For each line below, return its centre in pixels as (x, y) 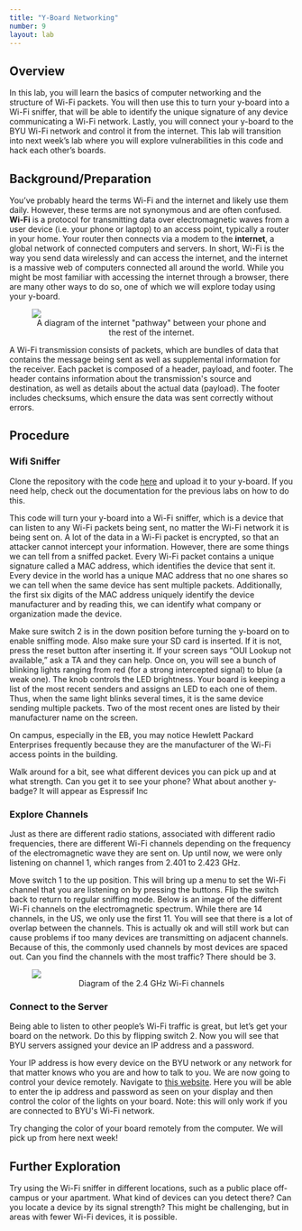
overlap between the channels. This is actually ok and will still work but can (149, 928)
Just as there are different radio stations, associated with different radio (142, 833)
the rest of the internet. (151, 332)
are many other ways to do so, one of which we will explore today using (142, 287)
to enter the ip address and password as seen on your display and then (141, 1092)
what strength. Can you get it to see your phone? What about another (138, 781)
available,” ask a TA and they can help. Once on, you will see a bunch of (143, 660)
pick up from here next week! (64, 1138)
